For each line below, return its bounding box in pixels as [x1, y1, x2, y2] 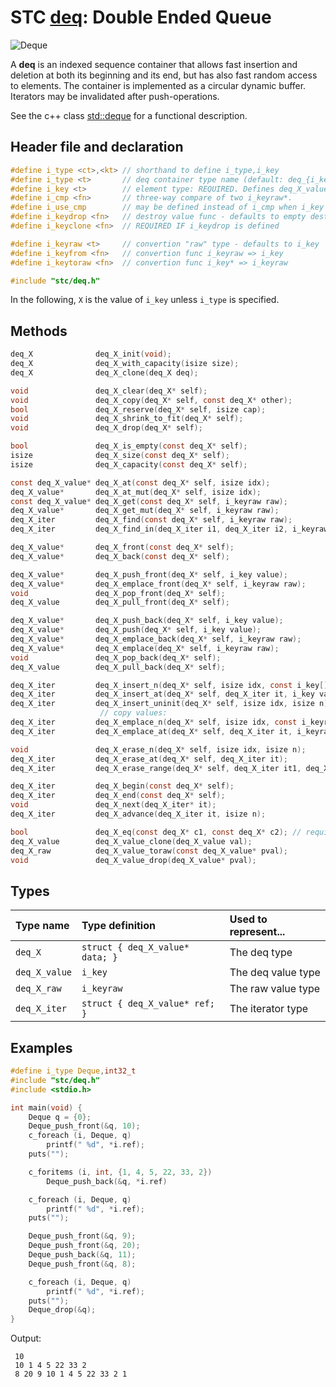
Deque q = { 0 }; [28, 1112, 92, 1122]
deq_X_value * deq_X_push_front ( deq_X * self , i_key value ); [10, 569, 288, 580]
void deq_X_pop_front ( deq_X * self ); [10, 588, 226, 598]
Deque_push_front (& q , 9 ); [28, 1231, 137, 1241]
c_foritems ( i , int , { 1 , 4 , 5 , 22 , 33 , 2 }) [28, 1167, 213, 1177]
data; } [81, 952, 118, 963]
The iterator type [229, 1002, 309, 1016]
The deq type [229, 946, 293, 960]
